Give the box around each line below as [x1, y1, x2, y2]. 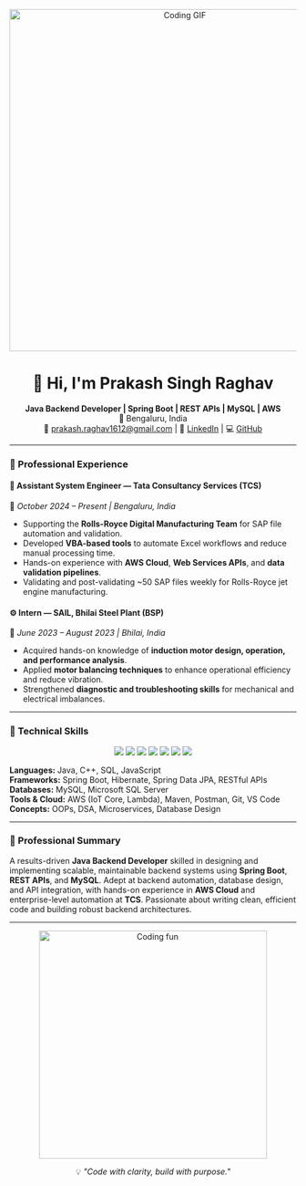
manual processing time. [22, 547, 116, 558]
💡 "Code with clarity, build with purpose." [75, 1166, 231, 1177]
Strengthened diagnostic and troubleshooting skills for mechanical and [22, 684, 294, 695]
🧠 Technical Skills [9, 725, 89, 738]
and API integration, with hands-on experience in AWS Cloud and [9, 884, 256, 895]
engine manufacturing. [22, 587, 108, 598]
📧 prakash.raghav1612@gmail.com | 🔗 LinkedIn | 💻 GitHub [44, 422, 262, 433]
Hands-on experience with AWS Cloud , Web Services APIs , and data [22, 557, 285, 568]
